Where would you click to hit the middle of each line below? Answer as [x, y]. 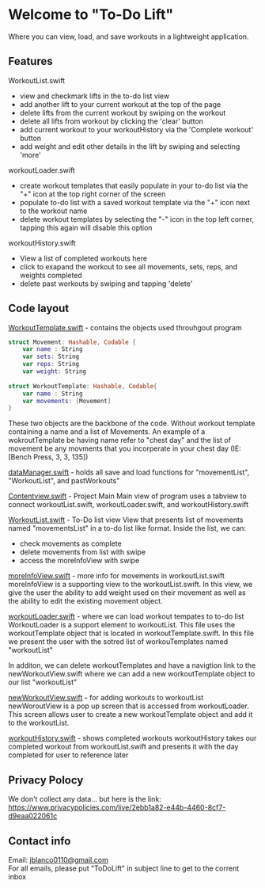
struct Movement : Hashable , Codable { [72, 342]
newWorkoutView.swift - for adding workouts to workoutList [106, 698]
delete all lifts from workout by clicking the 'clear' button [112, 121]
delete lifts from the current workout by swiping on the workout [123, 112]
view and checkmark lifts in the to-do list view [95, 96]
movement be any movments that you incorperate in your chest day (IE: [125, 448]
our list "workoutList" [43, 682]
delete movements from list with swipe [83, 552]
